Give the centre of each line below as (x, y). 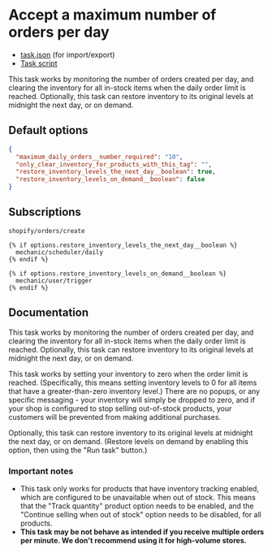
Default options (48, 130)
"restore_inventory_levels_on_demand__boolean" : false (110, 179)
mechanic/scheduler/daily (60, 252)
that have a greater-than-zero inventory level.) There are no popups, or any (134, 391)
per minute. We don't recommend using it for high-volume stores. (133, 540)
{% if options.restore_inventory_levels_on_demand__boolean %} (118, 274)
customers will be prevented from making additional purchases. (115, 417)
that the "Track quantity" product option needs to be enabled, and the (137, 506)
